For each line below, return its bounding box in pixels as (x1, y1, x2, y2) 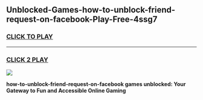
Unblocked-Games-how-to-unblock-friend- (6, 5, 176, 15)
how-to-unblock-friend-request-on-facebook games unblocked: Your (6, 80, 186, 87)
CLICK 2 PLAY (6, 55, 48, 64)
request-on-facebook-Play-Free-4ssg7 (6, 15, 158, 25)
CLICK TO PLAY (6, 33, 53, 41)
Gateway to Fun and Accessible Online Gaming (6, 87, 126, 94)
